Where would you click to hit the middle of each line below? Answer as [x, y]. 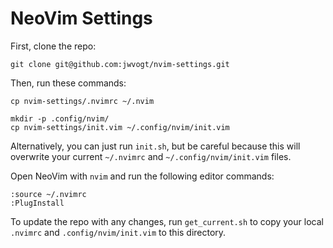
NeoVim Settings [81, 18]
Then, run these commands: [68, 83]
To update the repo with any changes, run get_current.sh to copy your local [167, 221]
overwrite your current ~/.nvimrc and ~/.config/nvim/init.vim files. [151, 156]
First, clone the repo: [53, 46]
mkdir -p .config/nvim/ [60, 118]
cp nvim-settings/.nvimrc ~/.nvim [82, 101]
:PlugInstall [37, 203]
